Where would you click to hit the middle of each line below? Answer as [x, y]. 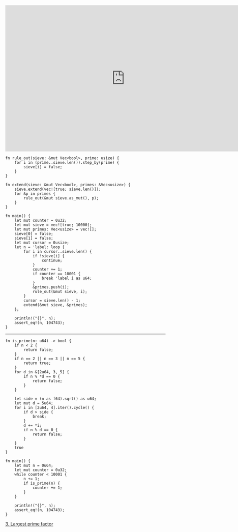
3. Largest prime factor [29, 524]
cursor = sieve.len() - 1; [52, 301]
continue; [52, 260]
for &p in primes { [35, 194]
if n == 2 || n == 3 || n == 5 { [50, 359]
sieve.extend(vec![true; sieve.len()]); [58, 189]
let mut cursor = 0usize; [42, 243]
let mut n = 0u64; [34, 465]
